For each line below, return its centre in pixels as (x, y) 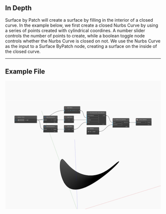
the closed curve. (23, 51)
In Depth (19, 8)
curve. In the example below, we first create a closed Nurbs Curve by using (82, 25)
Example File (25, 72)
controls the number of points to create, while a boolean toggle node (75, 36)
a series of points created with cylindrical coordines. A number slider (75, 30)
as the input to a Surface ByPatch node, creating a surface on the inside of (81, 46)
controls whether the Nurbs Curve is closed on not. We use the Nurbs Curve (83, 41)
